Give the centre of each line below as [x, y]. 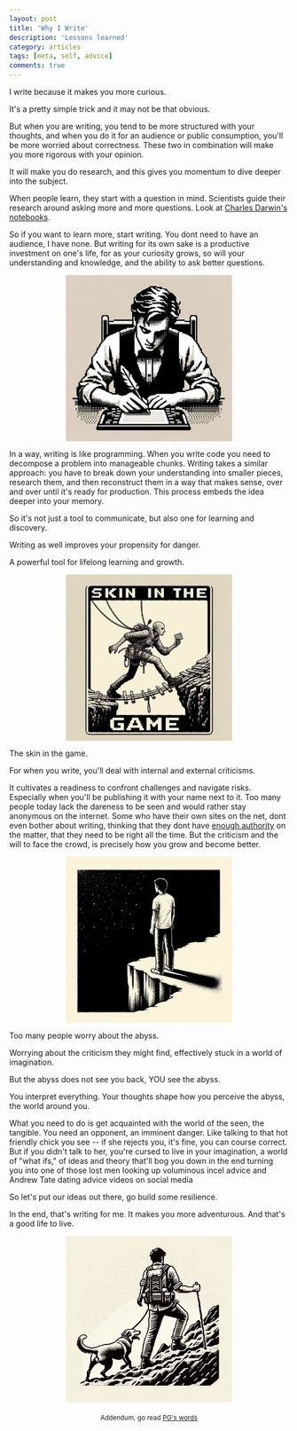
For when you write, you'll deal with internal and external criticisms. [132, 771]
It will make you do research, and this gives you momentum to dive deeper [145, 172]
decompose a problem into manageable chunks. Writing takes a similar [139, 463]
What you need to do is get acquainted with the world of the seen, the [137, 1123]
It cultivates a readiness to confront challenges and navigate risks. [130, 788]
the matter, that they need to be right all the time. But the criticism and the [144, 835]
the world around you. [50, 1106]
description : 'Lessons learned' [69, 37]
